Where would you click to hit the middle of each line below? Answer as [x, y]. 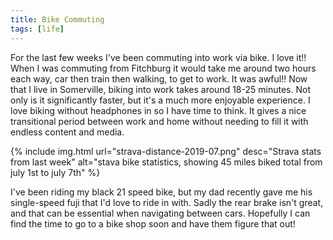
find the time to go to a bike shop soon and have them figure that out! [153, 223]
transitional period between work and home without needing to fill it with [159, 121]
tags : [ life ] [37, 29]
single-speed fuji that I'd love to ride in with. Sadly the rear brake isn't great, [167, 202]
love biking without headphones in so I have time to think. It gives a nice [158, 110]
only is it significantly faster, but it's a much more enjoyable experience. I [160, 100]
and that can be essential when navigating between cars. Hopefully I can [160, 213]
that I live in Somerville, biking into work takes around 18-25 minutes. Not [160, 89]
